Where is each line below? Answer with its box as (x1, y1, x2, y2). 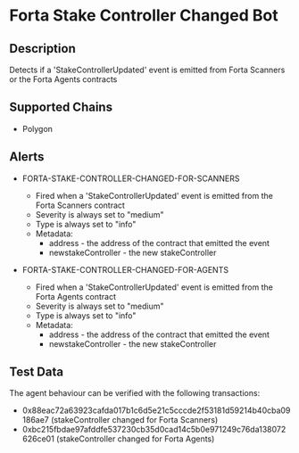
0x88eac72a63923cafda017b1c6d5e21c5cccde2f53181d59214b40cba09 (21, 405, 291, 416)
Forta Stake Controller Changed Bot (9, 5, 278, 26)
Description (9, 41, 76, 56)
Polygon (21, 123, 54, 134)
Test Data (9, 365, 64, 380)
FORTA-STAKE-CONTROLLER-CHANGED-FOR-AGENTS (21, 264, 229, 275)
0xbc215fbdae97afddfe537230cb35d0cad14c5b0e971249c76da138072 (21, 424, 287, 435)
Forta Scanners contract (35, 200, 125, 210)
